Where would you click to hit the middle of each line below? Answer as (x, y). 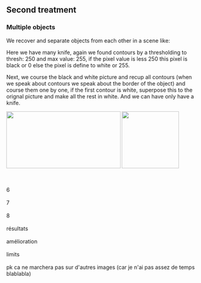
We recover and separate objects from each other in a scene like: (88, 40)
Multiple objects (31, 27)
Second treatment (41, 10)
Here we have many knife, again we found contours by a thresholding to (97, 52)
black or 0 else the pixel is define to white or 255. (68, 65)
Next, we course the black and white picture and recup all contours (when (99, 77)
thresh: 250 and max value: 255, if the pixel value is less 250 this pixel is (97, 59)
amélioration (22, 241)
